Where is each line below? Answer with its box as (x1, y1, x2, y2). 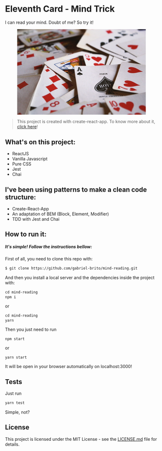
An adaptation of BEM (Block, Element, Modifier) (12, 211, 109, 217)
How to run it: (5, 230, 47, 239)
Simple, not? (5, 409, 30, 415)
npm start (5, 337, 25, 341)
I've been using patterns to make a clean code (5, 185, 147, 193)
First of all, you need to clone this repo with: (5, 256, 93, 262)
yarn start (5, 355, 27, 360)
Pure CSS (12, 161, 32, 167)
